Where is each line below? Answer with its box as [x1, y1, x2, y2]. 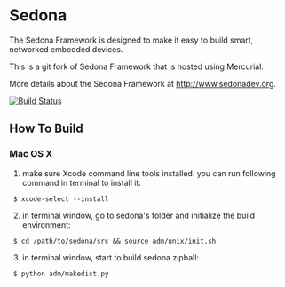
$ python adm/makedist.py [12, 269, 109, 278]
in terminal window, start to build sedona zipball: [21, 252, 200, 262]
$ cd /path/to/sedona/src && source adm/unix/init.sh [12, 237, 217, 245]
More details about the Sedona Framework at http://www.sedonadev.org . [9, 78, 277, 89]
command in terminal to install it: [21, 177, 142, 188]
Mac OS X [9, 148, 53, 160]
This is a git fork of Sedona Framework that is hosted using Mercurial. [9, 61, 265, 72]
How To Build [9, 121, 83, 136]
